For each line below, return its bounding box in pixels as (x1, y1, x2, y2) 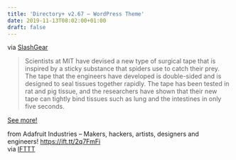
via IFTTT (7, 145, 36, 154)
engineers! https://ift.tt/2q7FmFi (7, 137, 101, 146)
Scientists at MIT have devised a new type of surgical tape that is (24, 57, 216, 65)
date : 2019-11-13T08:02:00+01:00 (7, 17, 107, 24)
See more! (7, 116, 38, 124)
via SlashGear (7, 43, 48, 52)
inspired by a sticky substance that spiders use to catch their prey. (24, 65, 220, 73)
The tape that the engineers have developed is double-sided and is (24, 72, 222, 80)
